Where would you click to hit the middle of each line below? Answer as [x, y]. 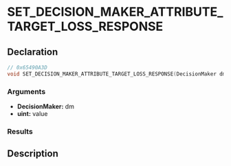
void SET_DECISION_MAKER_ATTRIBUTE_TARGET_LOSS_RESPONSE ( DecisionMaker [112, 74]
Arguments [26, 91]
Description [33, 154]
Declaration [33, 52]
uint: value [32, 114]
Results [20, 131]
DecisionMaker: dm [45, 106]
